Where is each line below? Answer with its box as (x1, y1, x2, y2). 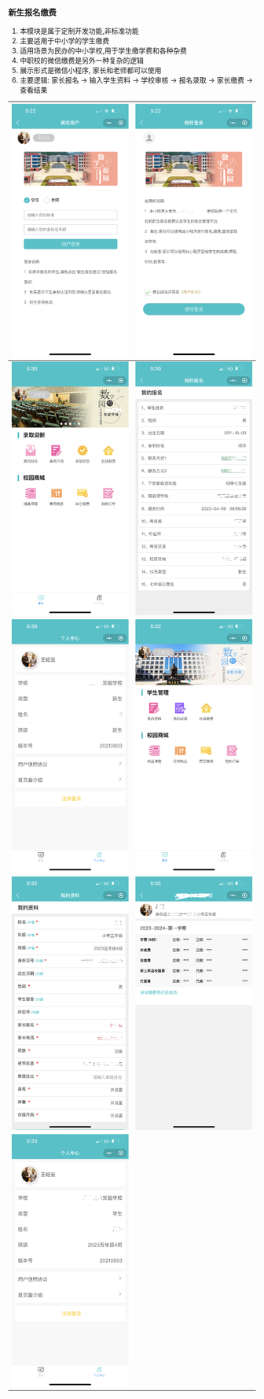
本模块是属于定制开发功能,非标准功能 (19, 26, 139, 36)
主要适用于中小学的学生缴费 (19, 36, 110, 46)
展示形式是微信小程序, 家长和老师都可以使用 (19, 65, 162, 76)
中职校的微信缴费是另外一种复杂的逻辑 (19, 56, 144, 65)
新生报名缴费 (8, 6, 57, 17)
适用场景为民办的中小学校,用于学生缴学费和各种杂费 (19, 46, 187, 56)
